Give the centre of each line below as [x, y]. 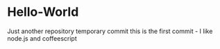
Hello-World [43, 12]
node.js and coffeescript [42, 38]
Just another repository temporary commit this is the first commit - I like [110, 31]
